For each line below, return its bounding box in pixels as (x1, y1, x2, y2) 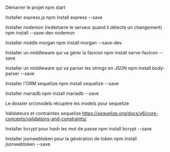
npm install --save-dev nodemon (5, 30, 75, 35)
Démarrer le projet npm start (5, 5, 66, 10)
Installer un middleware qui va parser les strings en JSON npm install (5, 65, 152, 71)
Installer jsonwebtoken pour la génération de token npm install (5, 136, 137, 142)
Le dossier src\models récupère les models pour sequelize (5, 100, 129, 106)
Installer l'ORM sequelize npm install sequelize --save (5, 81, 119, 86)
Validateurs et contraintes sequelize (5, 110, 81, 116)
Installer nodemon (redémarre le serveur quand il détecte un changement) (5, 24, 163, 30)
